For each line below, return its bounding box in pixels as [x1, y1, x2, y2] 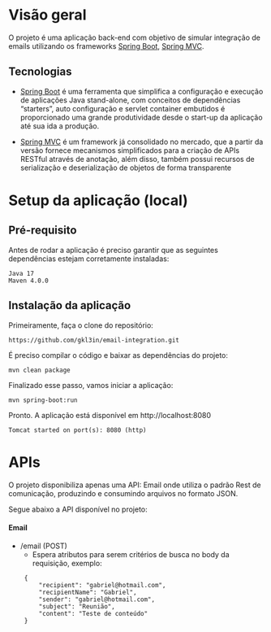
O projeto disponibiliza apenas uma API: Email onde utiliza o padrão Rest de [8, 480, 261, 490]
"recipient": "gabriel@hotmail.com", [38, 581, 166, 589]
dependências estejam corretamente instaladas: [8, 254, 170, 264]
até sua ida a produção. [19, 120, 100, 131]
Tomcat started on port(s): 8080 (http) [8, 425, 148, 434]
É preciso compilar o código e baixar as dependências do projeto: [8, 350, 229, 360]
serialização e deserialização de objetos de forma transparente [19, 163, 232, 172]
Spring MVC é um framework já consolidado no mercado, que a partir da [19, 137, 264, 146]
